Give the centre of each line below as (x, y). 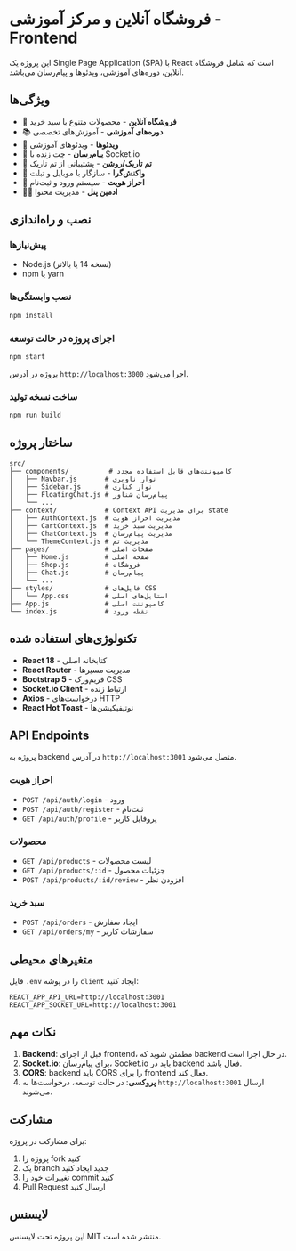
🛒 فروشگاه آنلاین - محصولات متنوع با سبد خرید (99, 121)
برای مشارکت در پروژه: (48, 1141)
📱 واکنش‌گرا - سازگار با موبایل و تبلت (83, 173)
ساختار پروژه (41, 443)
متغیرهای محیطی (51, 959)
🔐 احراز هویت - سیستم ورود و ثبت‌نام (83, 182)
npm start (28, 356)
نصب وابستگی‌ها (40, 297)
